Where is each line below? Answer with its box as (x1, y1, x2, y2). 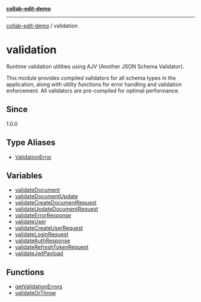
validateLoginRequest (14, 231, 69, 238)
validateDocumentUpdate (14, 193, 78, 200)
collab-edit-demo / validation (6, 22, 78, 29)
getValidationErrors (14, 283, 63, 290)
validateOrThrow (14, 289, 56, 297)
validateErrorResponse (14, 212, 72, 219)
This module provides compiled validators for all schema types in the (6, 74, 176, 81)
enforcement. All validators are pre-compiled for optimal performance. (6, 87, 179, 94)
